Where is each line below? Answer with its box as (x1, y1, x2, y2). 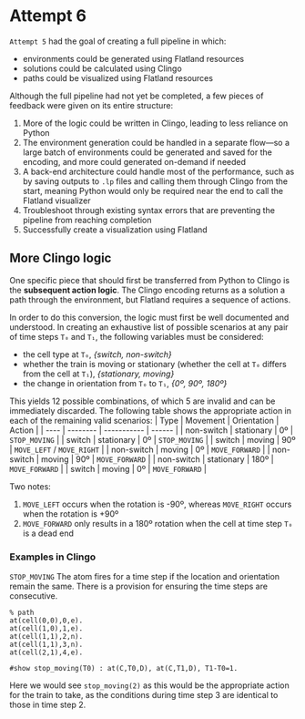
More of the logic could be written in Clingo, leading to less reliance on (22, 118, 289, 128)
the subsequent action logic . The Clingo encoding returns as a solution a (9, 284, 285, 295)
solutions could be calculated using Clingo (22, 63, 182, 74)
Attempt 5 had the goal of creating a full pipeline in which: (9, 36, 227, 46)
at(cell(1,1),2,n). (9, 632, 84, 642)
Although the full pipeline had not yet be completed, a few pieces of (9, 90, 264, 101)
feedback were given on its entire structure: (9, 99, 174, 110)
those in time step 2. (9, 699, 86, 711)
